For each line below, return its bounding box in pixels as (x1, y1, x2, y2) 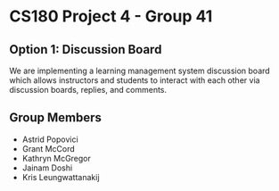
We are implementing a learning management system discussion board (9, 65, 270, 76)
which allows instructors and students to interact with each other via (9, 75, 260, 86)
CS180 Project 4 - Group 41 (9, 6, 213, 27)
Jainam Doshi (21, 162, 73, 173)
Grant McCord (21, 143, 76, 154)
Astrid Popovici (21, 134, 78, 145)
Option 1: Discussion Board (9, 42, 162, 57)
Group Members (9, 110, 103, 126)
